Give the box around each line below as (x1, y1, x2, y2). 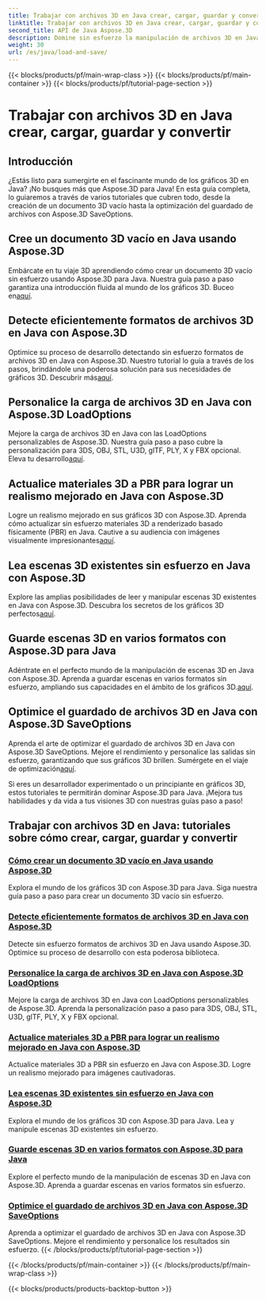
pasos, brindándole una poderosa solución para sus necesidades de (8, 364, 231, 373)
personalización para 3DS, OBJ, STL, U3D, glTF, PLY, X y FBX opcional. (8, 445, 241, 456)
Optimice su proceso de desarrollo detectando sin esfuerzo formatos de (8, 347, 244, 357)
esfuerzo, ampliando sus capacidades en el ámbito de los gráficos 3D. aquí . (8, 682, 254, 692)
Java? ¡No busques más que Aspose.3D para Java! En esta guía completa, (8, 184, 251, 193)
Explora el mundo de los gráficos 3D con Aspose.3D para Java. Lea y (8, 1116, 235, 1125)
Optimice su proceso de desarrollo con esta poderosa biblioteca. (8, 948, 220, 957)
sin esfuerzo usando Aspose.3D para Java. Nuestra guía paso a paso (8, 274, 234, 284)
